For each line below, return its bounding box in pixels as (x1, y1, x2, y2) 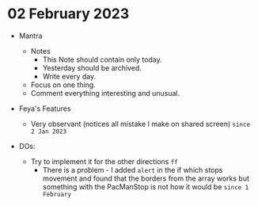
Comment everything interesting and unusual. (30, 88, 180, 97)
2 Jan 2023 (30, 128, 67, 135)
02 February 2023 (7, 5, 130, 23)
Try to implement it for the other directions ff (30, 156, 179, 166)
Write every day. (42, 71, 97, 81)
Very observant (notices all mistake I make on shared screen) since (30, 119, 251, 128)
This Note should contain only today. (42, 55, 163, 64)
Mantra (18, 31, 43, 40)
